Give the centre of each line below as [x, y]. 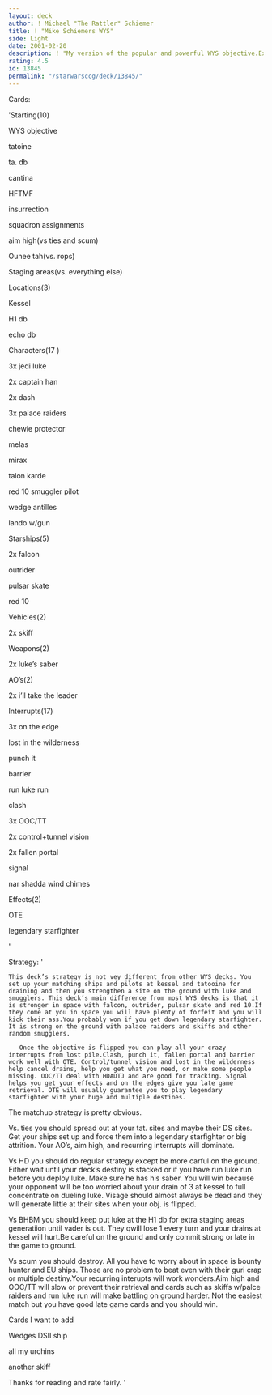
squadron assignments [47, 224]
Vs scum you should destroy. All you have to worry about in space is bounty [135, 1261]
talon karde [27, 475]
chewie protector [37, 428]
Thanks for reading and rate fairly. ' [67, 1382]
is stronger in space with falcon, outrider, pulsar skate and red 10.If [136, 1005]
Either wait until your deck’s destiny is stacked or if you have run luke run [130, 1169]
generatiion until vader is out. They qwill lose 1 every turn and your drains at [135, 1228]
